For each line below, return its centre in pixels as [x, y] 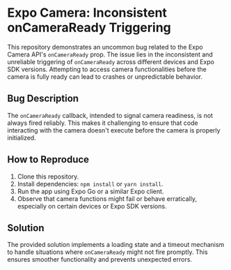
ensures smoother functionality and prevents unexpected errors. [100, 260]
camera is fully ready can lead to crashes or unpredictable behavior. [105, 76]
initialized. [22, 137]
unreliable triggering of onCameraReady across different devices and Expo [111, 61]
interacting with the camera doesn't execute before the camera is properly [114, 130]
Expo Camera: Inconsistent [87, 13]
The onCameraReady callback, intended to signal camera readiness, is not [110, 115]
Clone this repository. [48, 177]
